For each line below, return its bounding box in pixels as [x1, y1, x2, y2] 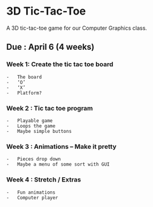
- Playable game [6, 117, 53, 124]
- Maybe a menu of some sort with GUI [6, 161, 110, 168]
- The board [6, 74, 42, 80]
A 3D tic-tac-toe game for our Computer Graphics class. [6, 24, 148, 32]
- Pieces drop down [6, 156, 61, 162]
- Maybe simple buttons [6, 128, 72, 134]
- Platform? [6, 90, 42, 96]
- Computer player [6, 194, 59, 201]
